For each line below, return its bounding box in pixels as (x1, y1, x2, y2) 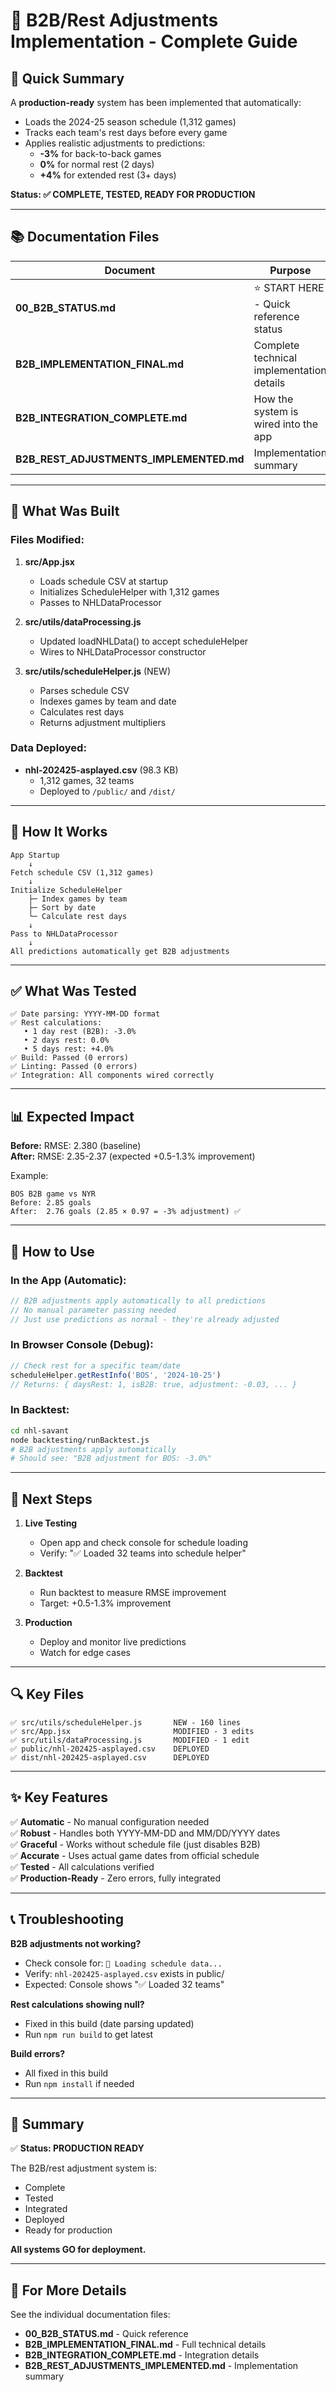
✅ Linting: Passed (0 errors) (10, 1062, 138, 1072)
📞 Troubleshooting (10, 1911, 124, 1928)
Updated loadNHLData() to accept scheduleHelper (39, 635, 249, 647)
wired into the (253, 417, 319, 431)
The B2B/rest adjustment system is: (10, 2162, 157, 2174)
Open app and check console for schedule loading (39, 1537, 248, 1549)
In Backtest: (10, 1403, 70, 1417)
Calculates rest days (39, 705, 125, 718)
